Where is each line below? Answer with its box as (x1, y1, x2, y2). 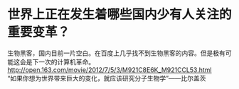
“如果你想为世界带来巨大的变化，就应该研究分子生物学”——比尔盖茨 (7, 73, 206, 82)
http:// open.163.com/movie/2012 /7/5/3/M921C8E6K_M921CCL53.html (7, 65, 212, 74)
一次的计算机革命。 (38, 57, 95, 66)
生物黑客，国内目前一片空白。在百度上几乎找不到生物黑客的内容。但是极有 (7, 49, 225, 57)
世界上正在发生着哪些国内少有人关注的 (7, 6, 233, 23)
